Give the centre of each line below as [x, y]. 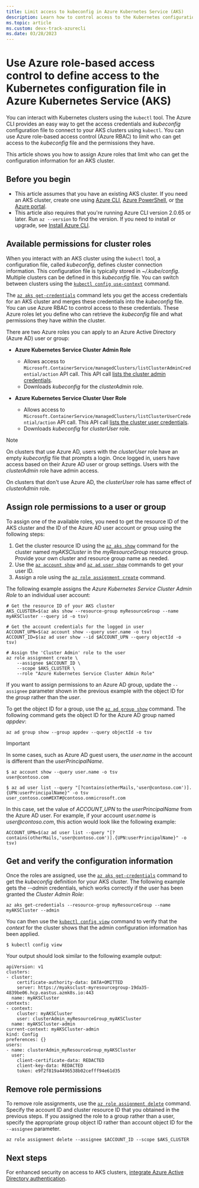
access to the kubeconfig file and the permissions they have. [81, 143]
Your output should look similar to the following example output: [84, 956]
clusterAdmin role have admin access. [53, 470]
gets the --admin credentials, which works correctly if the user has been [95, 888]
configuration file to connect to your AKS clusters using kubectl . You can [95, 130]
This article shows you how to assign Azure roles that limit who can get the [97, 155]
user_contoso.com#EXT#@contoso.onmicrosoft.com [66, 798]
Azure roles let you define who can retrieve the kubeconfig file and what [94, 314]
